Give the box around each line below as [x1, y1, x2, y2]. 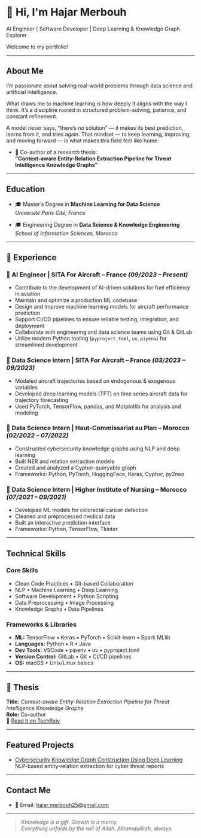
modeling [14, 409, 38, 416]
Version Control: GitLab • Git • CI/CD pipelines [14, 653, 132, 660]
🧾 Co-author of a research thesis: [14, 148, 98, 156]
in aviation [14, 290, 41, 298]
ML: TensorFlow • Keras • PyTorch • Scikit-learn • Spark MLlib [14, 634, 170, 641]
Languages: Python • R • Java [14, 640, 92, 648]
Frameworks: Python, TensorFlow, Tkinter [14, 526, 118, 533]
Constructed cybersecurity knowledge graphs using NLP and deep [14, 445, 180, 452]
